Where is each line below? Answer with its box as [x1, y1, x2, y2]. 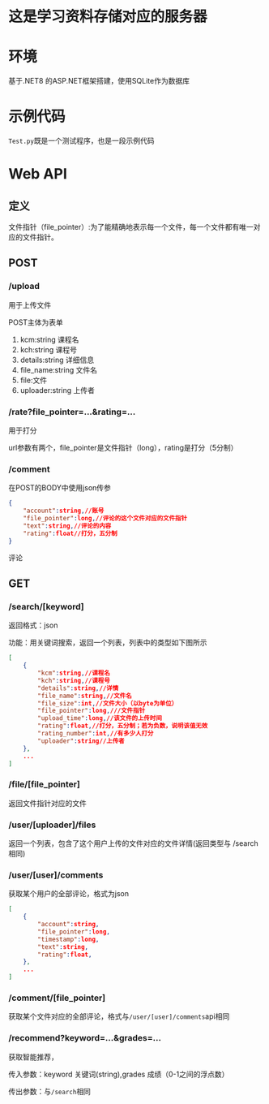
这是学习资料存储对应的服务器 [8, 7, 208, 26]
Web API [8, 165, 67, 183]
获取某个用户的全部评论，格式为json [8, 889, 130, 899]
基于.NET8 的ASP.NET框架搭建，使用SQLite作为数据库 [8, 76, 190, 86]
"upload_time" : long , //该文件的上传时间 [37, 714, 162, 722]
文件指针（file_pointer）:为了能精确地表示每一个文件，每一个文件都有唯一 [8, 222, 254, 232]
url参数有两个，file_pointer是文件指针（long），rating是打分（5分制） [8, 443, 238, 453]
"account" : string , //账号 [23, 507, 105, 515]
